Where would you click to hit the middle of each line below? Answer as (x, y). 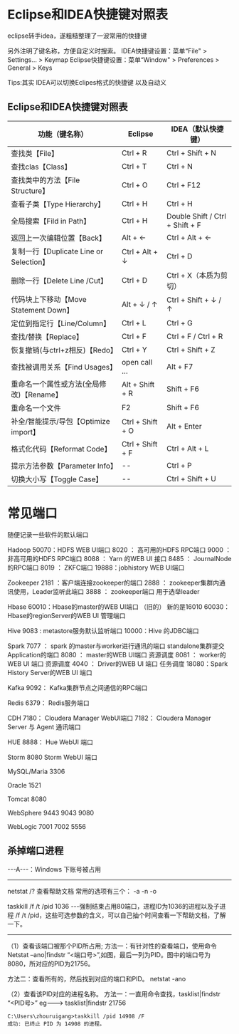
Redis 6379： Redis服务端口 (49, 703)
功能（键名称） (63, 134)
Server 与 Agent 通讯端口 (44, 726)
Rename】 (45, 395)
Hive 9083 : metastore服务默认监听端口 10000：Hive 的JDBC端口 (103, 630)
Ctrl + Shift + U (192, 479)
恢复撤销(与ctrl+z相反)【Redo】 (64, 350)
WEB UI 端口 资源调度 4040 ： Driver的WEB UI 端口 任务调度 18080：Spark (118, 664)
